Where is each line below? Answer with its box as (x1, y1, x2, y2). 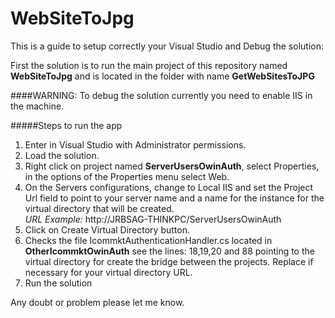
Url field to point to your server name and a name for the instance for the (24, 192, 325, 204)
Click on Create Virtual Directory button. (24, 223, 190, 236)
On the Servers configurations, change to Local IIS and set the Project (24, 181, 314, 193)
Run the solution (24, 277, 93, 289)
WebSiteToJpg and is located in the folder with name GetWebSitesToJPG (10, 70, 315, 82)
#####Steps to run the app (10, 119, 123, 131)
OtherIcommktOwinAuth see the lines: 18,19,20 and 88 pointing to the (24, 245, 315, 257)
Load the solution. (24, 149, 100, 161)
